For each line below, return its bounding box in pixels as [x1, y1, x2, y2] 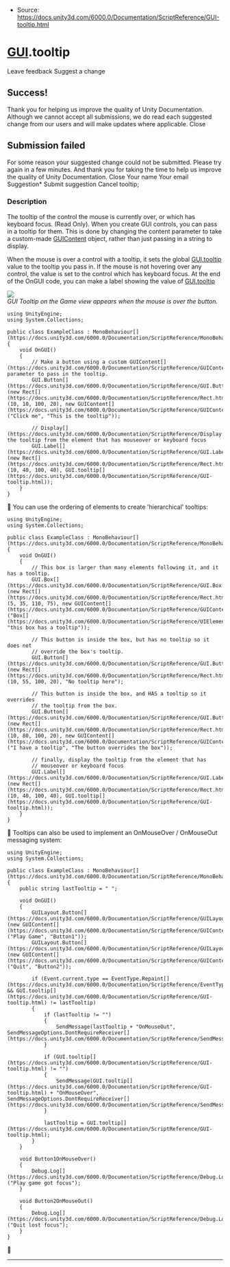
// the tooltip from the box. [31, 702, 118, 709]
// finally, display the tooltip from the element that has [31, 756, 207, 763]
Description [7, 197, 47, 207]
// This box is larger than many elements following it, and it [31, 564, 219, 571]
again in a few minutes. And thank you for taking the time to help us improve [7, 165, 222, 174]
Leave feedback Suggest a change [7, 67, 105, 75]
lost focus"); [28, 1222, 69, 1229]
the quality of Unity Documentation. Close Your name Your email [7, 172, 189, 181]
